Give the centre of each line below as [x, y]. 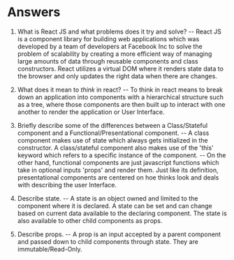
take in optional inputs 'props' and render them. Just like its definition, [118, 170]
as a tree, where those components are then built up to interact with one [121, 104]
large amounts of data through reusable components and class [108, 61]
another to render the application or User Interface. [91, 112]
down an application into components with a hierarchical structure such [120, 97]
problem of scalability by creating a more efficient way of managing [115, 54]
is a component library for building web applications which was [108, 38]
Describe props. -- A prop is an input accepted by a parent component [119, 234]
